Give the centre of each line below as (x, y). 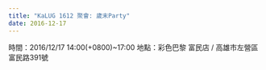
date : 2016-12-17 (37, 23)
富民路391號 (29, 57)
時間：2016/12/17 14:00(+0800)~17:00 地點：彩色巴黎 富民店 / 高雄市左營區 (133, 47)
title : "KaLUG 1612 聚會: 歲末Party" (69, 16)
